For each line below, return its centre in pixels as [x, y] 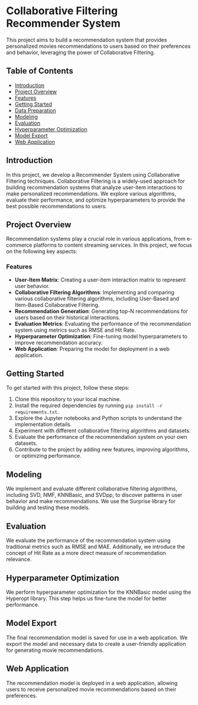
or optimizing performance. [48, 456]
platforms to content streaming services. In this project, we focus [113, 245]
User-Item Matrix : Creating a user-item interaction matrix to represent [100, 280]
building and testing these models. [48, 507]
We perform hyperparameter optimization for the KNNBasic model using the [99, 592]
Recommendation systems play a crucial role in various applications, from [96, 239]
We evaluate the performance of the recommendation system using [88, 541]
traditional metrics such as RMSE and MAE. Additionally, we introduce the [95, 547]
